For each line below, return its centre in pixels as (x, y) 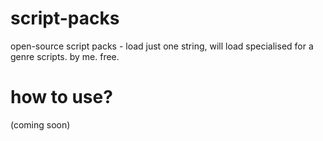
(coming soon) (40, 124)
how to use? (61, 97)
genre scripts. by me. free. (65, 56)
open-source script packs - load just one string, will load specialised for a (162, 46)
